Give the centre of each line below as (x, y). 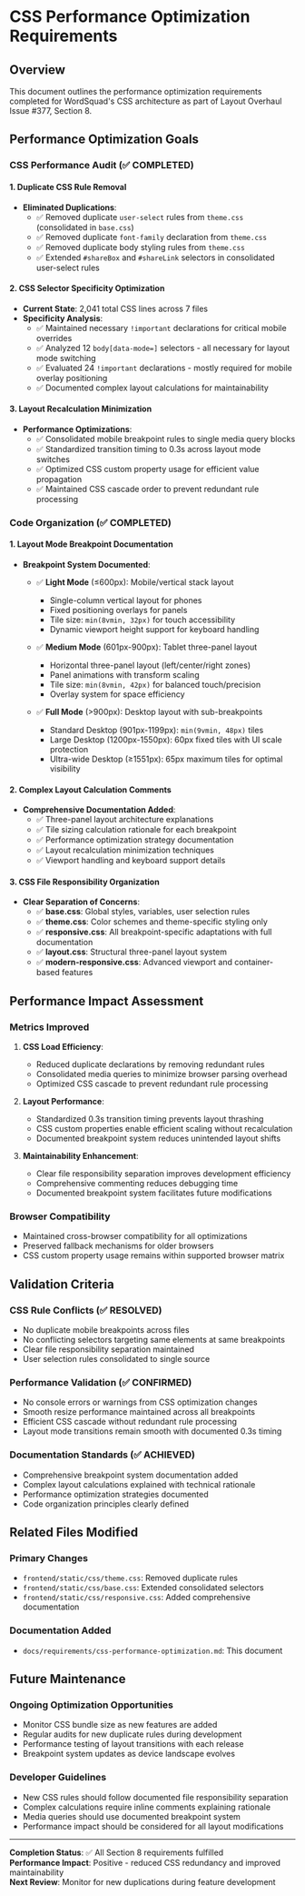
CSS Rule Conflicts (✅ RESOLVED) (86, 1310)
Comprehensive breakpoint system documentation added (130, 1475)
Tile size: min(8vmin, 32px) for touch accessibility (143, 620)
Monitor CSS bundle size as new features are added (120, 1725)
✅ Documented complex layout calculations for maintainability (152, 388)
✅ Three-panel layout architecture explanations (125, 820)
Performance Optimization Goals (104, 140)
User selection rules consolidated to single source (116, 1359)
